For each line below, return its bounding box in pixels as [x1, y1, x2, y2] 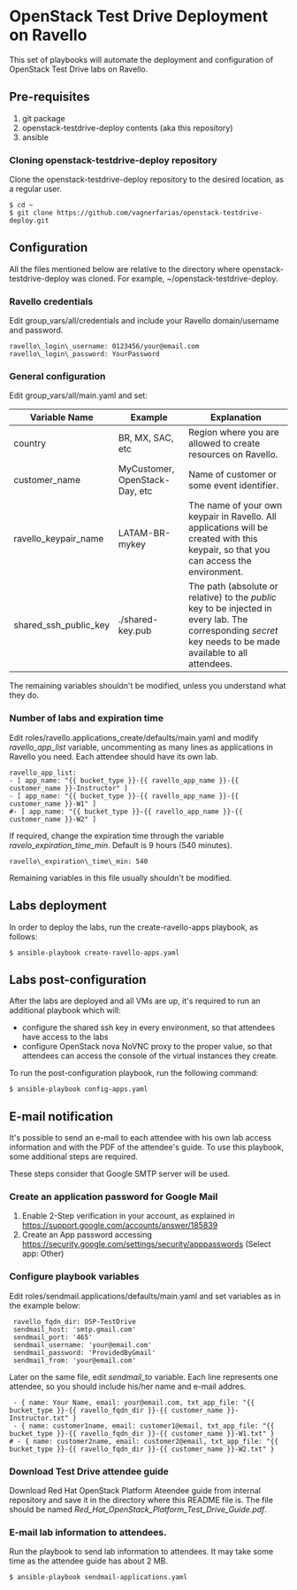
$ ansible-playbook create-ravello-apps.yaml [9, 948, 179, 957]
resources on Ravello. [188, 448, 278, 461]
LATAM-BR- [118, 527, 171, 540]
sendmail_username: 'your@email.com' [12, 1340, 152, 1349]
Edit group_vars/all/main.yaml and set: [9, 390, 148, 401]
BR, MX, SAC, [118, 432, 174, 444]
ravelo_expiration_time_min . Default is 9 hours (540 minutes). [9, 839, 232, 850]
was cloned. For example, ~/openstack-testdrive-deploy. [71, 273, 278, 284]
